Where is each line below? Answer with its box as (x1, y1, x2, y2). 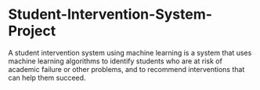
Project (8, 22, 56, 40)
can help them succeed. (8, 73, 86, 82)
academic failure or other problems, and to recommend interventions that (8, 64, 245, 74)
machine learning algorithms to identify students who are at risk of (8, 56, 223, 66)
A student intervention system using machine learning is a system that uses (8, 48, 252, 57)
